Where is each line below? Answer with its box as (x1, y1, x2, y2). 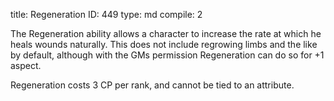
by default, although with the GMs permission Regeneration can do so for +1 (10, 49, 325, 61)
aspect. (10, 60, 42, 71)
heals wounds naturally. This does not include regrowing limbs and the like (10, 39, 318, 50)
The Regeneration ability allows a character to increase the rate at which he (10, 28, 322, 39)
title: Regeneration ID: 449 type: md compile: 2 (10, 9, 203, 20)
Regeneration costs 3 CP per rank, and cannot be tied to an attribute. (10, 79, 295, 91)
